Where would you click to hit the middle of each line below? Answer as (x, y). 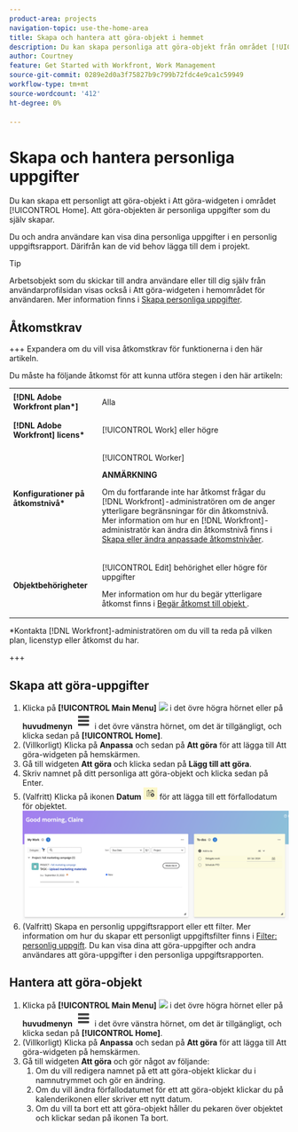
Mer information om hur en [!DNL (162, 520)
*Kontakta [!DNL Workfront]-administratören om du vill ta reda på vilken (141, 631)
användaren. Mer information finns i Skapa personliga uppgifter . (125, 300)
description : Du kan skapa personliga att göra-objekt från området (138, 47)
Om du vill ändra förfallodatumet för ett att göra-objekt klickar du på (159, 1089)
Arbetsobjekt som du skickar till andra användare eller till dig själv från (137, 281)
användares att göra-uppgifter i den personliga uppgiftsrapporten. (143, 954)
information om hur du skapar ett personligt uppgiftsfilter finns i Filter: (149, 936)
